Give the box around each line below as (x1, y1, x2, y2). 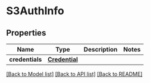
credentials (9, 55, 42, 63)
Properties (6, 28, 46, 38)
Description (83, 46, 118, 53)
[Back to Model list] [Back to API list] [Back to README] (6, 71, 143, 78)
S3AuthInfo (6, 4, 64, 18)
